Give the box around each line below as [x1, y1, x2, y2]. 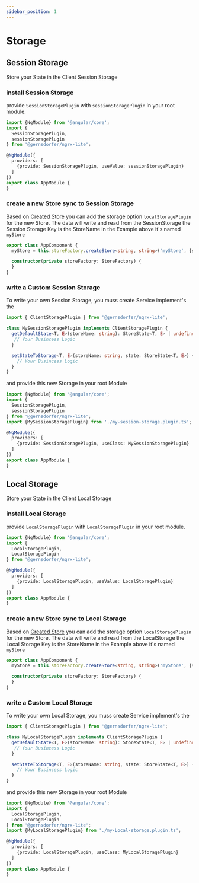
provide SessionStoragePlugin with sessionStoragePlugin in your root [6, 101, 175, 109]
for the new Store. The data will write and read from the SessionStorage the [6, 219, 191, 226]
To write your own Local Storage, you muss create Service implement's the [6, 712, 190, 719]
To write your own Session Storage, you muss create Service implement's [6, 297, 187, 304]
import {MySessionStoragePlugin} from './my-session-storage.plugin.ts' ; [6, 419, 192, 425]
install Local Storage [6, 509, 66, 518]
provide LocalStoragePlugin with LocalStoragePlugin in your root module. [6, 523, 185, 530]
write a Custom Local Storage [6, 698, 93, 706]
